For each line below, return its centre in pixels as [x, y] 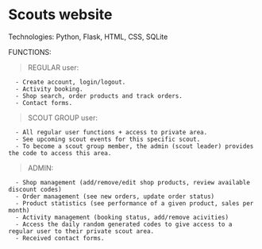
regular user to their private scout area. [81, 231]
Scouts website [60, 15]
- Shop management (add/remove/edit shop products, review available [133, 182]
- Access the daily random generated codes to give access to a [124, 224]
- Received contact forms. [60, 238]
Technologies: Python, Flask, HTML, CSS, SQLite [88, 37]
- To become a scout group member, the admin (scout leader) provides [135, 146]
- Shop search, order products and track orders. [99, 96]
